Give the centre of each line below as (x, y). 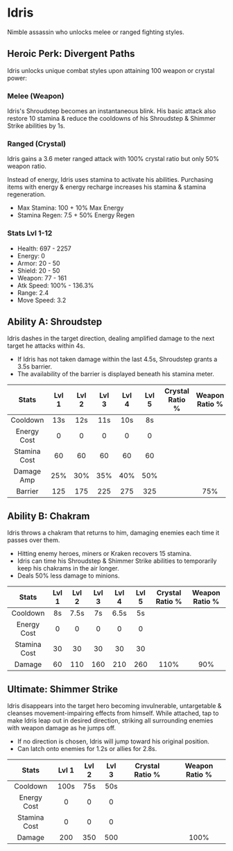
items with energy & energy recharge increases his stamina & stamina (107, 187)
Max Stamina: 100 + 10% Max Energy (70, 208)
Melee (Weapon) (36, 96)
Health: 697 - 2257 (44, 248)
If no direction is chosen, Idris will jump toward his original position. (113, 741)
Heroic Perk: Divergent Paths (71, 54)
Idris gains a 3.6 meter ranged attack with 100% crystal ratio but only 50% (113, 159)
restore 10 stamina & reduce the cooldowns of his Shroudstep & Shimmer (112, 119)
